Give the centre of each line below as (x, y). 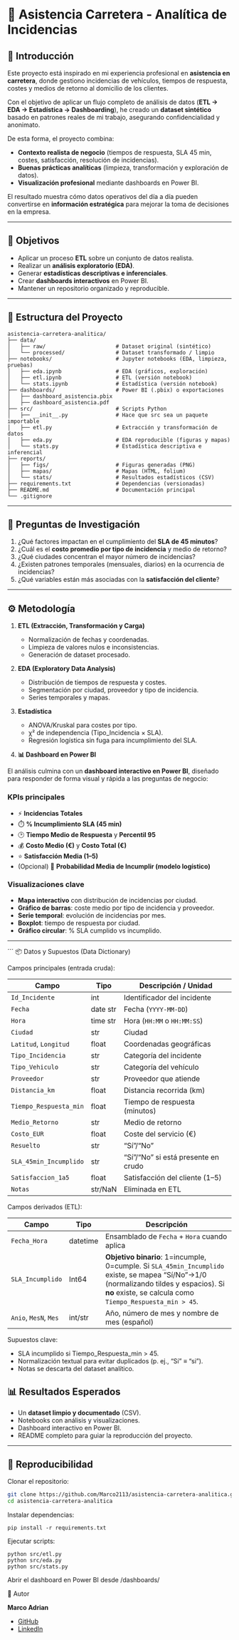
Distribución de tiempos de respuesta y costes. (97, 682)
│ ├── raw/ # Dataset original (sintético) (110, 346)
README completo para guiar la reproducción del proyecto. (105, 1435)
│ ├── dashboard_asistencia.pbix (60, 396)
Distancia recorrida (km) (164, 1090)
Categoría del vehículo (161, 1067)
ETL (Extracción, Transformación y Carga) (81, 626)
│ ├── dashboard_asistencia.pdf (59, 402)
